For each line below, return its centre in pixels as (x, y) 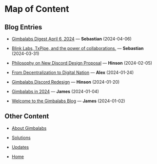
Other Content (27, 116)
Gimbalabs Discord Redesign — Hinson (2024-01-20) (66, 82)
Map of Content (37, 9)
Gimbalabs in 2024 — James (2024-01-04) (55, 91)
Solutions (21, 138)
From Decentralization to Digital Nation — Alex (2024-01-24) (73, 72)
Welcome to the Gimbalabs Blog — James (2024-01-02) (68, 101)
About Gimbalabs (29, 128)
